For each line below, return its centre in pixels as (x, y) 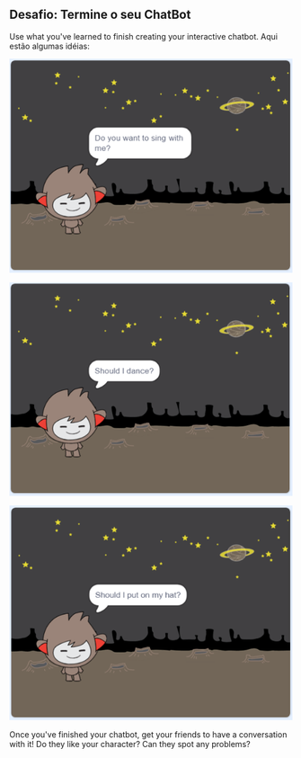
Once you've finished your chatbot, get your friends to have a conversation (148, 734)
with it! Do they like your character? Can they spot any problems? (130, 744)
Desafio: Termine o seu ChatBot (100, 15)
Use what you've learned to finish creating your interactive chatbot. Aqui (144, 36)
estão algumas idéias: (49, 46)
